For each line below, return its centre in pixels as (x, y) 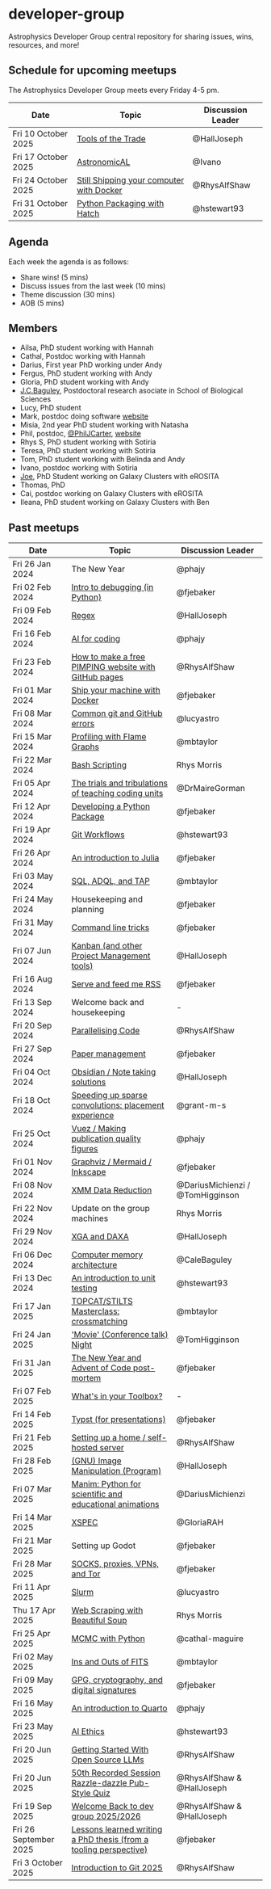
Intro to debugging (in (113, 587)
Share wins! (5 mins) (54, 277)
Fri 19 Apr (31, 830)
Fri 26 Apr (31, 853)
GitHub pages (97, 677)
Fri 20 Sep (32, 1025)
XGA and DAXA (100, 1237)
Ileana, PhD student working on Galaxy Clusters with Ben (115, 503)
